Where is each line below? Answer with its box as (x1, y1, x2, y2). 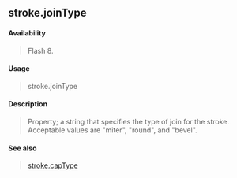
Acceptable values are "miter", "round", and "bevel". (27, 125, 197, 135)
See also (8, 143, 37, 153)
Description (8, 99, 48, 109)
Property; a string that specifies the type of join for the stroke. (27, 117, 229, 126)
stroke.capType (27, 161, 79, 170)
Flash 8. (27, 46, 54, 55)
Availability (8, 28, 46, 38)
